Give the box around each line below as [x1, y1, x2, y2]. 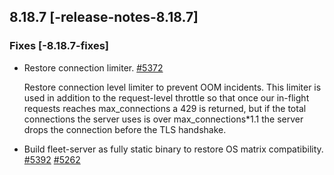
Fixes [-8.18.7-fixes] [9, 39, 109, 53]
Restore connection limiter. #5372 [23, 61, 164, 74]
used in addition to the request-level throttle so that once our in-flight [23, 91, 310, 104]
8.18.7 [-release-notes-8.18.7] [9, 9, 199, 26]
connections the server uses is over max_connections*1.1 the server [23, 113, 304, 125]
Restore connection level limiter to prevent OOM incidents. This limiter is [23, 81, 322, 93]
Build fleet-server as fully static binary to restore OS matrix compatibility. [23, 143, 324, 155]
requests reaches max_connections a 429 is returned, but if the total [23, 102, 307, 114]
